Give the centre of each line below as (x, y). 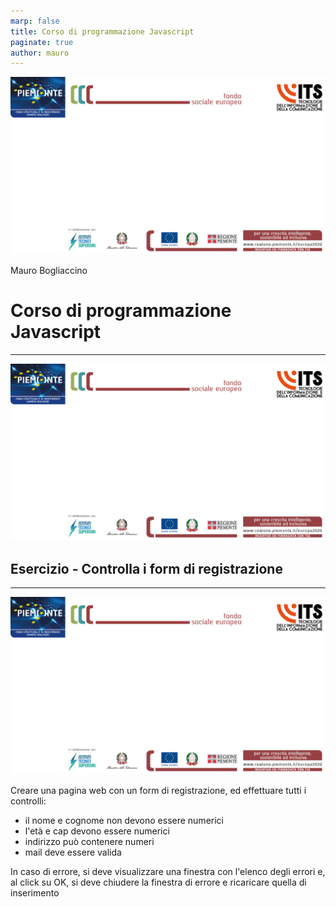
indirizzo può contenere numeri (89, 841)
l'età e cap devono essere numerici (97, 831)
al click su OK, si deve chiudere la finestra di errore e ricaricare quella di (158, 882)
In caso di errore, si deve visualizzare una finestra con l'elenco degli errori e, (168, 871)
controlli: (28, 801)
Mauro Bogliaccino (49, 270)
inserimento (35, 892)
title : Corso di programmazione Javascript (102, 31)
